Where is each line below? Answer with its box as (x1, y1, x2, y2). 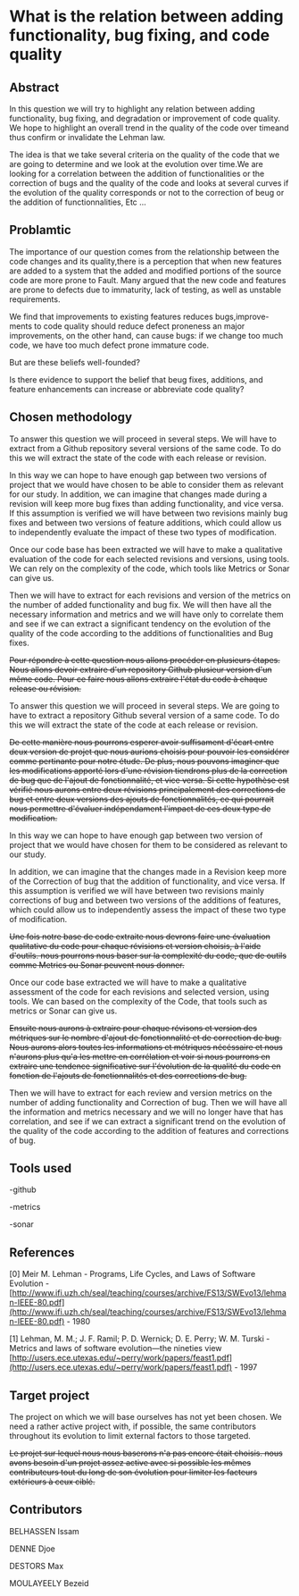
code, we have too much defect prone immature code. (9, 340, 210, 350)
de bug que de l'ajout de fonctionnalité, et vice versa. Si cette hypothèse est (9, 775, 290, 785)
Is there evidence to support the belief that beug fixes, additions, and (9, 374, 263, 385)
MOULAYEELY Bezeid (9, 1577, 89, 1588)
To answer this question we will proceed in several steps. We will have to (9, 433, 277, 444)
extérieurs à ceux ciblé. (9, 1476, 96, 1487)
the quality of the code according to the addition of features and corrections (9, 1125, 289, 1136)
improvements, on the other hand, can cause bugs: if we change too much (9, 330, 284, 340)
